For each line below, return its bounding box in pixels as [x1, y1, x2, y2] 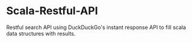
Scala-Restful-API [6, 4, 98, 18]
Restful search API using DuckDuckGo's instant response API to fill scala [6, 24, 187, 31]
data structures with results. [6, 30, 76, 37]
